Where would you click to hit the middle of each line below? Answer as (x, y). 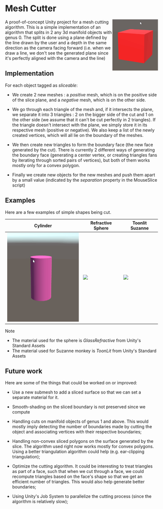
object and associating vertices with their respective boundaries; (77, 432)
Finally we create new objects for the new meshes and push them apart (83, 175)
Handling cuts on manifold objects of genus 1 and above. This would (80, 421)
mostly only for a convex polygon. (46, 165)
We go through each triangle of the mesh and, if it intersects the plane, (83, 109)
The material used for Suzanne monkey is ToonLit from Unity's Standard (84, 351)
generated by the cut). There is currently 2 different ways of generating (83, 150)
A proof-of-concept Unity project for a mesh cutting (57, 22)
